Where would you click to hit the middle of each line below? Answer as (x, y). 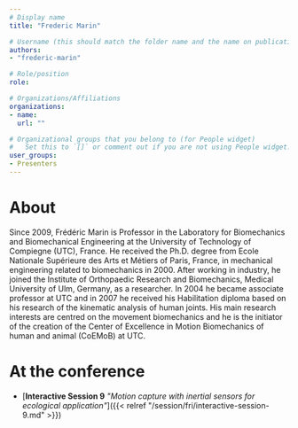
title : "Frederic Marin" (55, 26)
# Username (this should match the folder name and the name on (130, 42)
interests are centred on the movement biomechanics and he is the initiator (146, 316)
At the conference (77, 371)
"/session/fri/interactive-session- (208, 405)
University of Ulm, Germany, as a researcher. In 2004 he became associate (146, 288)
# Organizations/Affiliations (65, 98)
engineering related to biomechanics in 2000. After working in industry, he (145, 269)
